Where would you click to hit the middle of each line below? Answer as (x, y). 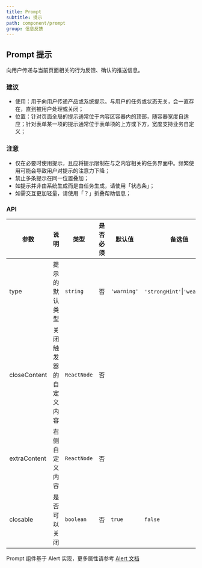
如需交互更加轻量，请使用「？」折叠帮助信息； (73, 193)
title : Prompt (24, 12)
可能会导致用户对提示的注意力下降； (65, 170)
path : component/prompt (36, 23)
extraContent (28, 458)
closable (21, 519)
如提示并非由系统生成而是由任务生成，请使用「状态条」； (85, 186)
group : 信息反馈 (25, 29)
